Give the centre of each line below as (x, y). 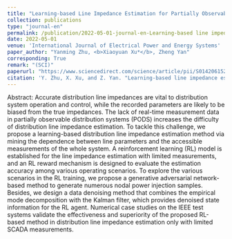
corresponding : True (37, 59)
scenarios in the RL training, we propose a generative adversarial (99, 178)
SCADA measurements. (40, 229)
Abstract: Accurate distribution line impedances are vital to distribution (108, 97)
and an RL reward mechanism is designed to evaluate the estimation (104, 164)
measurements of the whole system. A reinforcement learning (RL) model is (115, 149)
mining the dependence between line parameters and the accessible (105, 142)
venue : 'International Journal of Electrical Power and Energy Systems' (114, 46)
